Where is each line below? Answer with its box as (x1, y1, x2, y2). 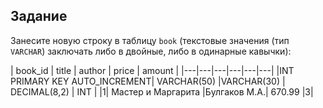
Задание (10, 8, 68, 25)
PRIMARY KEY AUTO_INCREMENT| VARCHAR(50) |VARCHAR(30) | (10, 75, 286, 87)
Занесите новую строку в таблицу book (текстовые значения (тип (10, 34, 290, 46)
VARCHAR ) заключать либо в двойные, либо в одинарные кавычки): (10, 45, 292, 57)
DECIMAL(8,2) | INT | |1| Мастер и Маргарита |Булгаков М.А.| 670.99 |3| (10, 85, 314, 98)
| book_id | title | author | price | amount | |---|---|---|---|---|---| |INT (10, 64, 295, 76)
